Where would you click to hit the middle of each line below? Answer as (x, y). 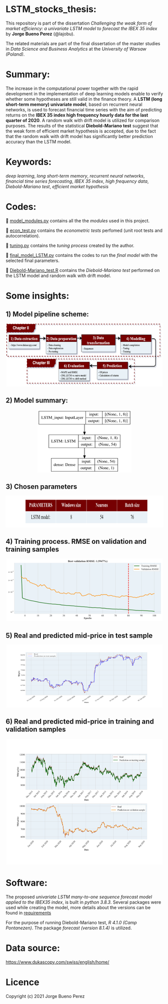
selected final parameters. (32, 260)
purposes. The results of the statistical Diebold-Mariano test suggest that (82, 125)
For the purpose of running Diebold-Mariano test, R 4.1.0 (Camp (71, 922)
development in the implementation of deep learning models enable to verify (84, 93)
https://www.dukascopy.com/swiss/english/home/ (57, 962)
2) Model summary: (37, 401)
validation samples (36, 729)
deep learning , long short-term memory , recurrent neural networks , (75, 176)
